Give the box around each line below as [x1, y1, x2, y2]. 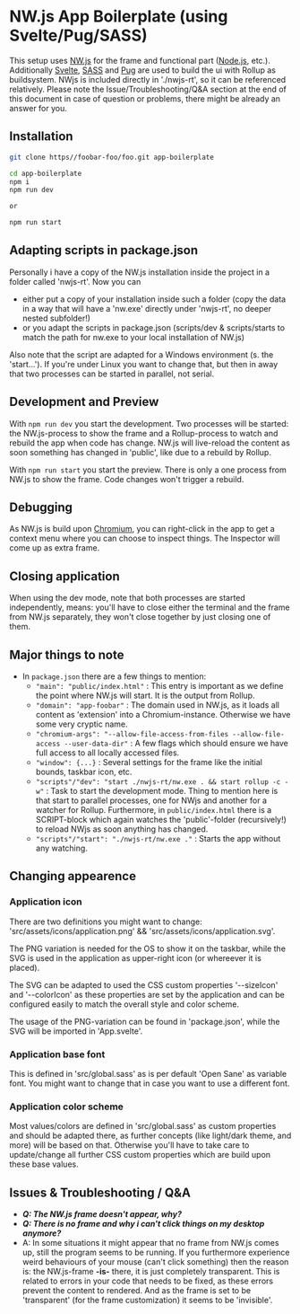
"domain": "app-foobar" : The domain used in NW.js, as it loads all [35, 700, 280, 710]
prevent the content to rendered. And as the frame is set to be [21, 1285, 252, 1296]
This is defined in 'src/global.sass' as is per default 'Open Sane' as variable [9, 1069, 287, 1080]
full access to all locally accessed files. [35, 747, 180, 758]
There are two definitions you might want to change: [9, 916, 203, 927]
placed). [9, 962, 40, 973]
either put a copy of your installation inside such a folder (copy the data [21, 294, 287, 304]
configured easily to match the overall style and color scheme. [9, 999, 240, 1010]
